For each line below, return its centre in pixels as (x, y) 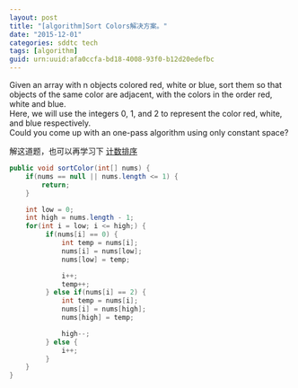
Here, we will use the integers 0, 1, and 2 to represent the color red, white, (146, 114)
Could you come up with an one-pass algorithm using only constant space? (149, 132)
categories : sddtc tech (54, 43)
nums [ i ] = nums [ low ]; (102, 251)
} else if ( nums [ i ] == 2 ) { (96, 293)
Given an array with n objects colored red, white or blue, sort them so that (146, 85)
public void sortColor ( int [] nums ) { (80, 168)
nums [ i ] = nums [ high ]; (104, 309)
